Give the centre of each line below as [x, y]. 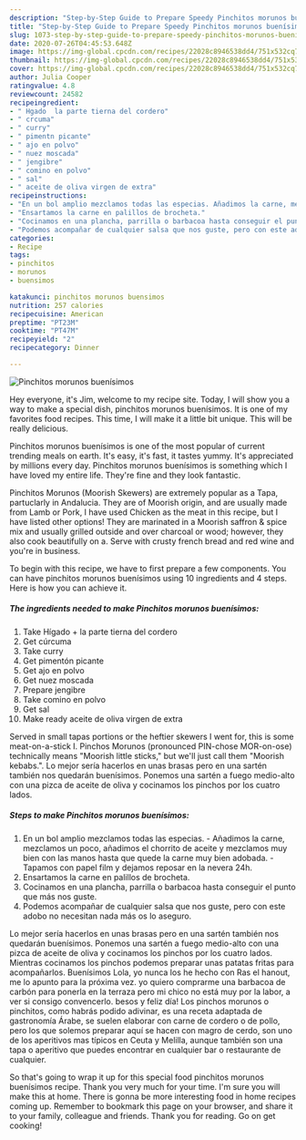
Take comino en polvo [64, 699]
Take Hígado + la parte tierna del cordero [100, 632]
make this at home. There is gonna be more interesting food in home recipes [153, 1096]
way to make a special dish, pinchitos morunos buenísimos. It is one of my [149, 409]
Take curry [43, 651]
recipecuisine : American [56, 314]
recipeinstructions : [49, 196]
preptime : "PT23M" [44, 323]
